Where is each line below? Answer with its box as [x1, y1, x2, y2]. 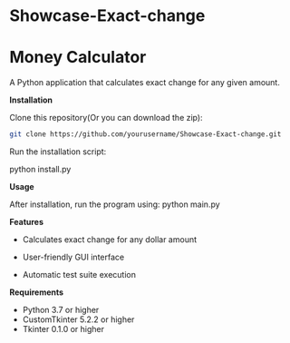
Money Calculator [9, 47, 147, 68]
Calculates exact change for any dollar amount [22, 234, 198, 245]
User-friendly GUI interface [22, 251, 125, 262]
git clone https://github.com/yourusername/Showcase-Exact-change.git [9, 130, 282, 139]
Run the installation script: [9, 146, 107, 157]
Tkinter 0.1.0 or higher [22, 324, 105, 334]
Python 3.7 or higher [22, 305, 100, 315]
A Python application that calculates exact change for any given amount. [9, 77, 281, 88]
